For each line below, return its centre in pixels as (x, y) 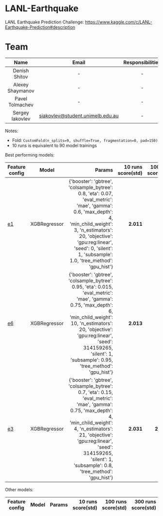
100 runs (116, 501)
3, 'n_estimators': (93, 230)
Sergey (21, 113)
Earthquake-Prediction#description (40, 27)
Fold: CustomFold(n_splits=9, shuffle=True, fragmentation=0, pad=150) (85, 140)
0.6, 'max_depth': (93, 212)
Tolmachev (21, 104)
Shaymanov (21, 91)
